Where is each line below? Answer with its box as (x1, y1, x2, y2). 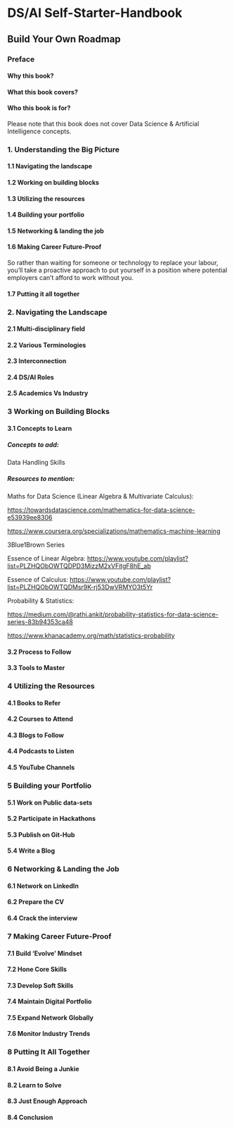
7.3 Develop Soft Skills (7, 981, 74, 989)
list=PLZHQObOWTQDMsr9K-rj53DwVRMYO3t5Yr (7, 583, 153, 591)
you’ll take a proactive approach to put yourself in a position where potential (7, 266, 228, 274)
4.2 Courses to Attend (7, 714, 74, 724)
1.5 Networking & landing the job (7, 226, 104, 235)
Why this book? (7, 72, 54, 80)
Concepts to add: (7, 440, 60, 449)
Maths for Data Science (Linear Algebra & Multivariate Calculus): (7, 492, 195, 500)
